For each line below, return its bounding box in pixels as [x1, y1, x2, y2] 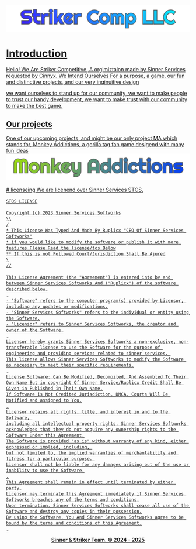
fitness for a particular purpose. [6, 456, 93, 462]
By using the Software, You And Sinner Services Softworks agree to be [6, 514, 184, 520]
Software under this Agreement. [6, 433, 85, 438]
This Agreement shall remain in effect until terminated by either [6, 479, 174, 485]
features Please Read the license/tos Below [6, 245, 116, 251]
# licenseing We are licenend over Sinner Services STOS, [6, 186, 144, 194]
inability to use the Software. [6, 468, 85, 473]
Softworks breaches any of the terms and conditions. [6, 497, 140, 503]
